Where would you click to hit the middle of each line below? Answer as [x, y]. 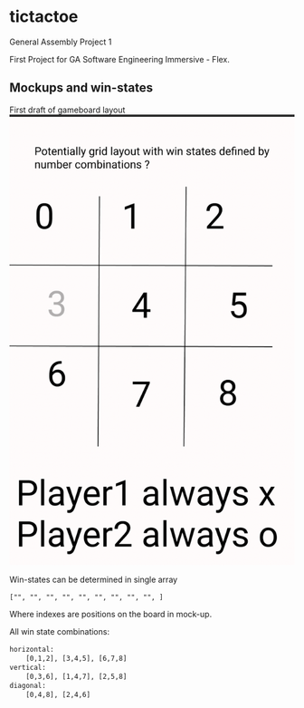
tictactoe [44, 17]
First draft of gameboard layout [67, 110]
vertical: [28, 667]
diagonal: [28, 685]
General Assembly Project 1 [61, 42]
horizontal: [32, 649]
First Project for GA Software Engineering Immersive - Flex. [120, 59]
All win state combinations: [60, 631]
